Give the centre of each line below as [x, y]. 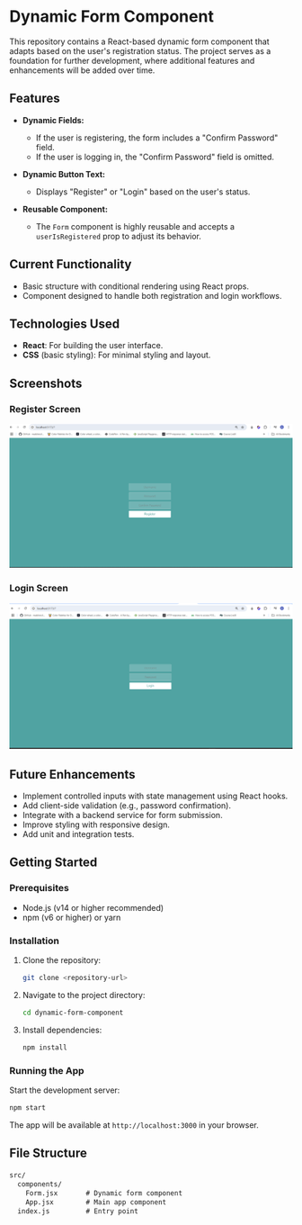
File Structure [48, 1153]
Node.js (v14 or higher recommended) [93, 907]
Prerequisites [39, 888]
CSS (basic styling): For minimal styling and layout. [116, 355]
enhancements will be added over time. [82, 70]
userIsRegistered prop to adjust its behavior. [119, 236]
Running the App [47, 1070]
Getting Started [53, 863]
